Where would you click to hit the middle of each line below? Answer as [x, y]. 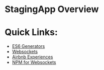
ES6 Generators [28, 46]
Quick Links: [31, 32]
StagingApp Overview [52, 9]
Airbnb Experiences [32, 57]
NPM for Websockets [34, 62]
